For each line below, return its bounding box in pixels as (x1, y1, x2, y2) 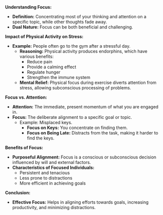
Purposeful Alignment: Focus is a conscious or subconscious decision (12, 154, 157, 160)
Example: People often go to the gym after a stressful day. (12, 43, 131, 49)
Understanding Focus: (5, 4, 52, 10)
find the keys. (27, 135, 55, 141)
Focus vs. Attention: (5, 94, 48, 100)
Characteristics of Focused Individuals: (12, 164, 95, 170)
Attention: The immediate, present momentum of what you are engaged (12, 104, 159, 109)
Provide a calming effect (27, 64, 77, 70)
